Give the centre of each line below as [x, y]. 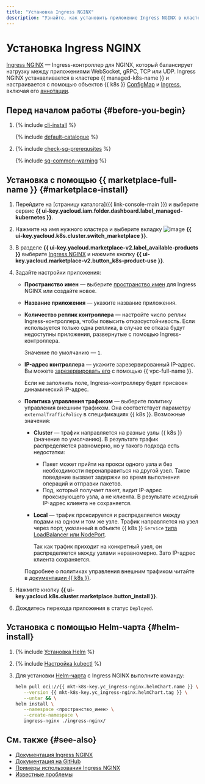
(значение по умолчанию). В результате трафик [96, 440]
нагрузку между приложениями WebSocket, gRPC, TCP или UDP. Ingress [101, 72]
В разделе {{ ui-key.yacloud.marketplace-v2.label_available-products [106, 248]
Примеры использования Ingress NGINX [68, 767]
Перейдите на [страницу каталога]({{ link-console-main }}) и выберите [107, 204]
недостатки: [49, 452]
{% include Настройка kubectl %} [58, 663]
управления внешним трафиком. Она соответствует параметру [107, 408]
